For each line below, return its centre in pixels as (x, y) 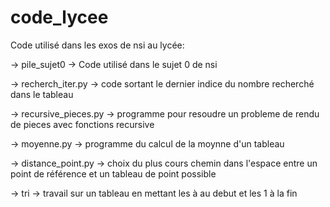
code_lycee (59, 17)
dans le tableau (42, 94)
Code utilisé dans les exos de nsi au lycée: (97, 45)
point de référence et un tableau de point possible (113, 173)
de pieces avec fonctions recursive (82, 124)
